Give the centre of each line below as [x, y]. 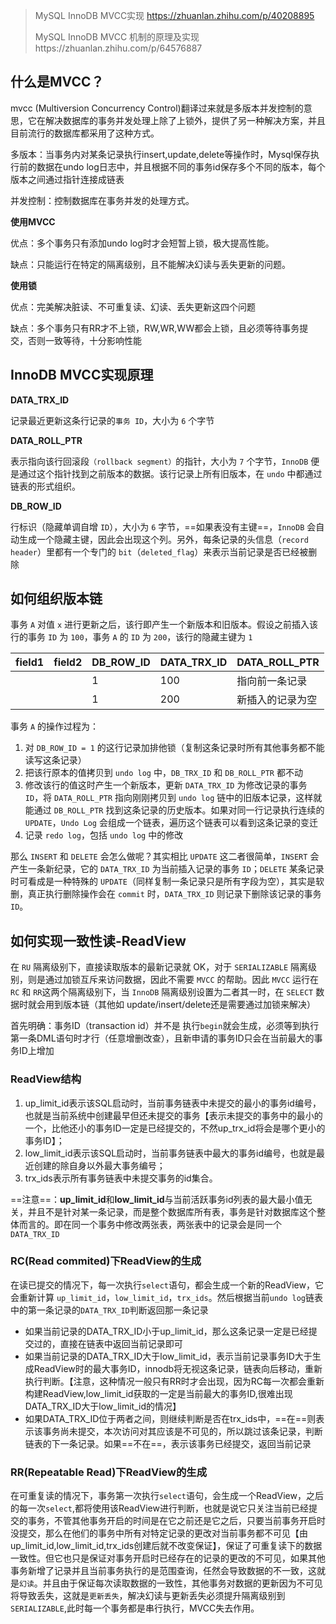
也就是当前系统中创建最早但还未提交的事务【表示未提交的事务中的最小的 [173, 1115]
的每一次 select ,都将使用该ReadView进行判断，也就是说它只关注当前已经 [159, 1508]
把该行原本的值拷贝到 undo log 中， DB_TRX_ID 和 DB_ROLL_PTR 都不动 [163, 773]
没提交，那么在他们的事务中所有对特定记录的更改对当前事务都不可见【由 [159, 1533]
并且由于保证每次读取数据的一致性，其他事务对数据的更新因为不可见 [182, 1583]
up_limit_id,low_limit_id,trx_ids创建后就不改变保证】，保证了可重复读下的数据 [166, 1546]
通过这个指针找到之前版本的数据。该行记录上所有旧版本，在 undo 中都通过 [170, 473]
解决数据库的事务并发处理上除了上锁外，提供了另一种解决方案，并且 [185, 120]
